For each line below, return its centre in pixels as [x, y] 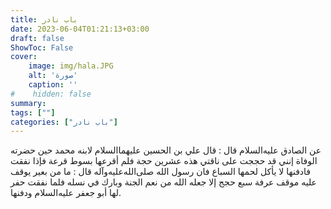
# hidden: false [51, 94]
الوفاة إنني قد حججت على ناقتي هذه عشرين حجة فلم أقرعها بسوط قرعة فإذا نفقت [164, 161]
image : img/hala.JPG [71, 66]
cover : [24, 57]
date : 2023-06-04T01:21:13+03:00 [80, 29]
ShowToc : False [42, 47]
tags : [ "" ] [33, 112]
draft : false [37, 38]
